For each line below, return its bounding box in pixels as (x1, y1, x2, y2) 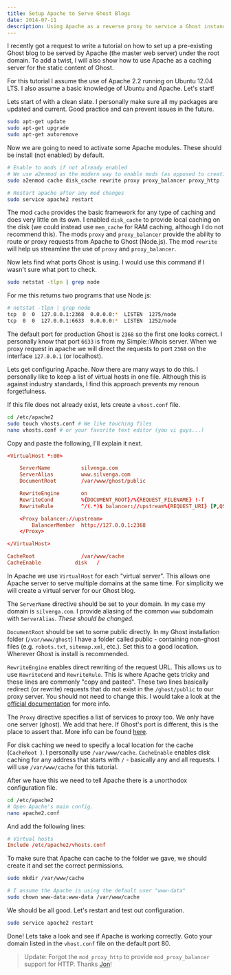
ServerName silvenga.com (19, 465, 118, 472)
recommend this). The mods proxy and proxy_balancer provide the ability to (7, 230, 221, 238)
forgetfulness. (7, 387, 47, 395)
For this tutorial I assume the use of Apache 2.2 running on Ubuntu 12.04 (7, 77, 213, 85)
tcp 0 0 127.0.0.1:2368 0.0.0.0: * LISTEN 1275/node (7, 311, 177, 318)
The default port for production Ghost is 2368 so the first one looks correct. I (7, 330, 223, 338)
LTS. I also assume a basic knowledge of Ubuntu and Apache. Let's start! (7, 84, 214, 93)
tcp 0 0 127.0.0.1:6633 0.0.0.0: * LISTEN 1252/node (7, 317, 177, 324)
